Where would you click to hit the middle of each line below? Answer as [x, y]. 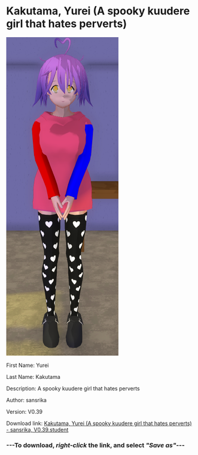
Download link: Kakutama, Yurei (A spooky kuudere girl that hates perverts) [99, 423]
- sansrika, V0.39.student [37, 429]
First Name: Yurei [28, 365]
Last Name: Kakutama [33, 376]
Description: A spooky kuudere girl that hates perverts [73, 388]
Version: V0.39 [25, 411]
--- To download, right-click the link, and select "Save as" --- [96, 445]
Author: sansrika [26, 400]
